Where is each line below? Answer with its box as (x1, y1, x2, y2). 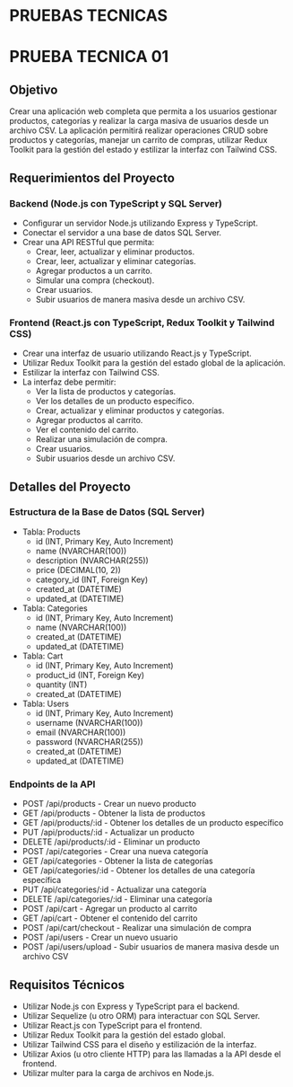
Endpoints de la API (9, 778, 96, 791)
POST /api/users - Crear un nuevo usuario (22, 932, 178, 943)
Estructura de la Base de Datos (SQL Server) (9, 506, 205, 518)
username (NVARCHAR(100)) (35, 717, 143, 728)
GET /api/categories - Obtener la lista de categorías (22, 855, 213, 867)
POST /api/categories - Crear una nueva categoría (22, 846, 209, 857)
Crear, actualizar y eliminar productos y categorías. (35, 405, 225, 416)
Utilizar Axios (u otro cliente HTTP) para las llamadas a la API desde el (22, 1048, 281, 1059)
